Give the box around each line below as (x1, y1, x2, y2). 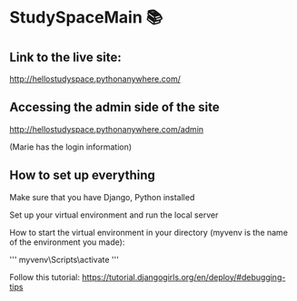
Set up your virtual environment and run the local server (9, 209, 219, 220)
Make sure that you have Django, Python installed (9, 191, 195, 202)
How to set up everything (9, 168, 156, 183)
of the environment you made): (9, 237, 125, 248)
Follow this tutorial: (9, 271, 80, 282)
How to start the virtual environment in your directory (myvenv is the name (9, 227, 289, 238)
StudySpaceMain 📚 (9, 7, 163, 28)
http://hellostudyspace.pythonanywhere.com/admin (9, 123, 204, 134)
